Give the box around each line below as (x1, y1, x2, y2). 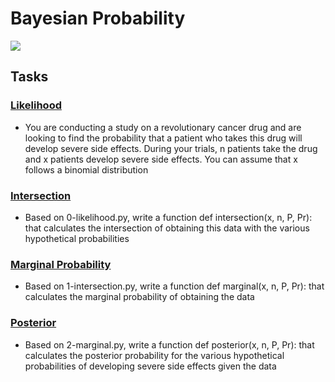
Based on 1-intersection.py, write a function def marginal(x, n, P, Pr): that (24, 280, 325, 292)
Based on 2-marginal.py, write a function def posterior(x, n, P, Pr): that (24, 338, 315, 351)
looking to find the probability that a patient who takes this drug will (24, 132, 303, 144)
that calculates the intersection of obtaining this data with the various (24, 222, 310, 234)
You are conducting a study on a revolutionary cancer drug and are (24, 121, 302, 133)
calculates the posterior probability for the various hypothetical (24, 349, 285, 361)
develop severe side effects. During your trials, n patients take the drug (24, 142, 318, 154)
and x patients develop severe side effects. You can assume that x (24, 153, 298, 165)
